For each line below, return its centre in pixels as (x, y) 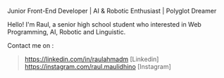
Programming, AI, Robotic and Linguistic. (67, 32)
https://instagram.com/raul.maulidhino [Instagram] (98, 66)
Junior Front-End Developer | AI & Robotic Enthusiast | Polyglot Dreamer (112, 11)
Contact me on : (31, 45)
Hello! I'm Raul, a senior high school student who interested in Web (105, 24)
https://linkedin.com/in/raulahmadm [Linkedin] (92, 59)
